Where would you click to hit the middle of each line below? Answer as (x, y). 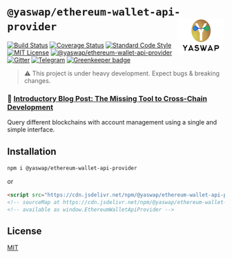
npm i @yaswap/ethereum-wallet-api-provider (72, 168)
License (25, 231)
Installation (32, 151)
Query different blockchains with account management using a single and (112, 122)
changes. (37, 80)
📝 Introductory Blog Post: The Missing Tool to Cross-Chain (107, 98)
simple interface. (31, 130)
